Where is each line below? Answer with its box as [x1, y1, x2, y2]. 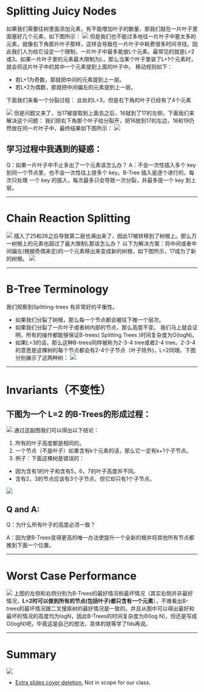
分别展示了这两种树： [15, 354, 69, 361]
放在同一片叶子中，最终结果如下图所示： [11, 124, 113, 132]
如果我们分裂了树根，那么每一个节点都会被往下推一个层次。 [15, 316, 165, 323]
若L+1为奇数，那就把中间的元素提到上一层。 [15, 76, 125, 83]
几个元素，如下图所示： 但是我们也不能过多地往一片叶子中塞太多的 [22, 32, 196, 40]
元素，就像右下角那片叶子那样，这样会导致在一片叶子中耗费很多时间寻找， [6, 40, 192, 47]
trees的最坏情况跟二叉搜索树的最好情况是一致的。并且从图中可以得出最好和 [6, 605, 195, 612]
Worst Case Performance [6, 569, 137, 583]
